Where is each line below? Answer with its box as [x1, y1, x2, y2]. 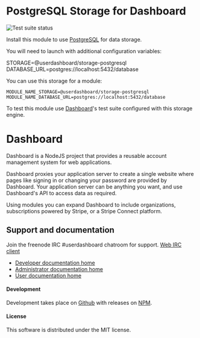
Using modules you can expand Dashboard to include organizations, [6, 201, 176, 208]
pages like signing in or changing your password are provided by [6, 177, 167, 184]
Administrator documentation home [14, 265, 104, 272]
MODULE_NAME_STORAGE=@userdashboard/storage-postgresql [6, 89, 149, 95]
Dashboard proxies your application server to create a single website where [6, 170, 194, 177]
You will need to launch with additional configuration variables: [6, 47, 162, 55]
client [6, 247, 20, 254]
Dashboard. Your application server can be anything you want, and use [6, 183, 183, 190]
